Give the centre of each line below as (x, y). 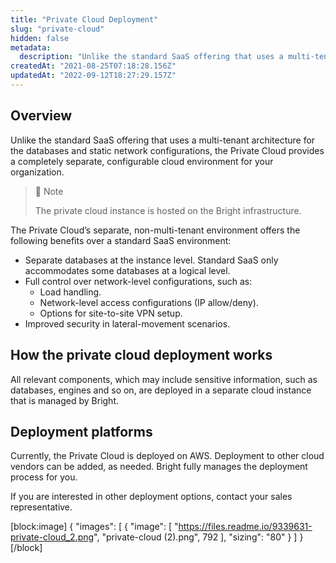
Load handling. (70, 292)
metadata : (31, 47)
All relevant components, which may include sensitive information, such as (164, 379)
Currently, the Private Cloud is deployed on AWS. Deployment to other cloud (167, 456)
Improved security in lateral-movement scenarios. (127, 323)
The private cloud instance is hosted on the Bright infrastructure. (168, 210)
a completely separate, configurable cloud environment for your (142, 161)
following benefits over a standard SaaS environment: (121, 240)
